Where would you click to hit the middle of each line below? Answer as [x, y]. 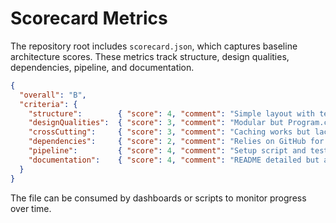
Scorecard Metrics [89, 18]
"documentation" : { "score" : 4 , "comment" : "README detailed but [174, 160]
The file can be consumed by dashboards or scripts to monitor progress [158, 198]
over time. [31, 208]
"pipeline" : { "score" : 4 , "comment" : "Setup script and [167, 151]
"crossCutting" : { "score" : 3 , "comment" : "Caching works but [169, 132]
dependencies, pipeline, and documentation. [102, 67]
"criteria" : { [48, 104]
